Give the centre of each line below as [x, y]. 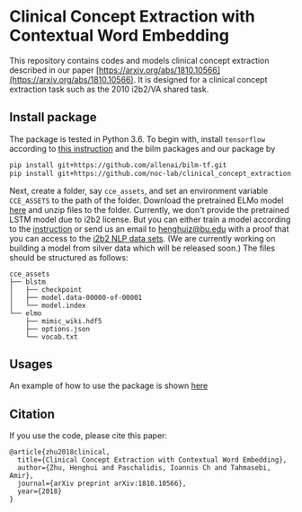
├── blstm [28, 282]
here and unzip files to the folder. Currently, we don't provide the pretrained [149, 209]
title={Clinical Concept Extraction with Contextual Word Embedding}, [152, 460]
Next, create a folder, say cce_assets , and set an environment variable [139, 190]
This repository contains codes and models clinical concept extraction [139, 60]
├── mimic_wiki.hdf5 [64, 321]
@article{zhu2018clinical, [60, 452]
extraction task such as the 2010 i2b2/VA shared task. [109, 89]
